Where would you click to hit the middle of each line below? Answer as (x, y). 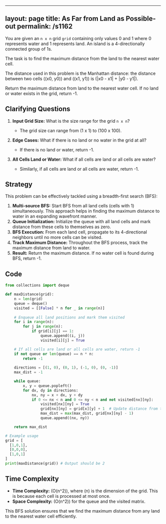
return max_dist (31, 427)
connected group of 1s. (29, 49)
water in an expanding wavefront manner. (55, 216)
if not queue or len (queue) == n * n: (54, 354)
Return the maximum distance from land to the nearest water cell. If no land (82, 88)
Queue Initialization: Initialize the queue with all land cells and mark (81, 222)
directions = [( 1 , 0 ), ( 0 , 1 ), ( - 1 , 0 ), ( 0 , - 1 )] (66, 368)
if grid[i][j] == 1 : (53, 331)
